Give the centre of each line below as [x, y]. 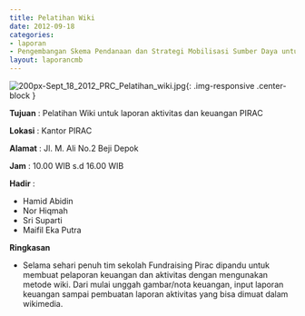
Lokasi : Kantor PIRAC [51, 131]
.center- [271, 86]
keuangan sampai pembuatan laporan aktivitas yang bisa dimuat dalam [155, 294]
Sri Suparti [42, 220]
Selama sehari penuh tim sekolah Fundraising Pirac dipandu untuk [146, 265]
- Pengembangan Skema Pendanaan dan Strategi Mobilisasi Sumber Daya [144, 52]
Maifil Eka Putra [52, 230]
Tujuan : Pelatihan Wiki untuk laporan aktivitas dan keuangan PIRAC [136, 113]
